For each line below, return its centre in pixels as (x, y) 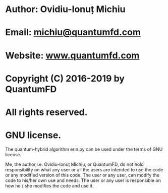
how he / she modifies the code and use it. (50, 185)
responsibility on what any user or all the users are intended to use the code (84, 169)
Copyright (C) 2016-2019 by (65, 78)
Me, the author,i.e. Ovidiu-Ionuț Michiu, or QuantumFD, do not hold (74, 164)
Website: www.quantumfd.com (72, 55)
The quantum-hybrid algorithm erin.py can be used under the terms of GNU (84, 149)
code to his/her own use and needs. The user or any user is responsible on (83, 180)
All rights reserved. (46, 112)
